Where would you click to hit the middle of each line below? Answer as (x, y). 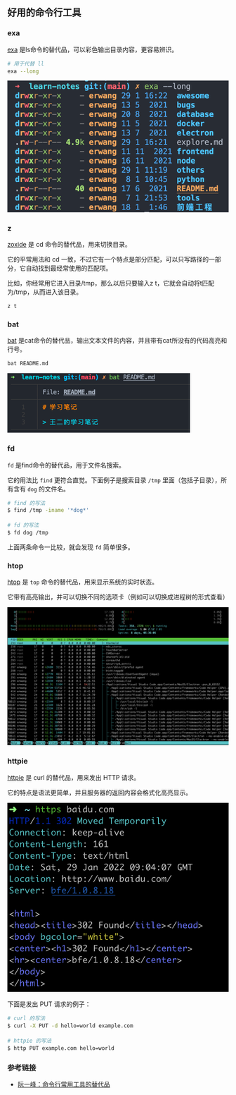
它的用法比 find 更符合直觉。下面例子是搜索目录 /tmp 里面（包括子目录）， (114, 480)
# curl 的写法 (26, 1018)
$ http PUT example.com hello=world (61, 1048)
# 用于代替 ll (26, 63)
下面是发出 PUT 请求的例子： (49, 1004)
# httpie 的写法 (29, 1041)
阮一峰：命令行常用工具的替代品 (64, 1084)
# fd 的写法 (23, 525)
